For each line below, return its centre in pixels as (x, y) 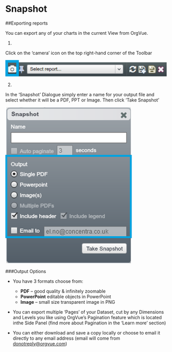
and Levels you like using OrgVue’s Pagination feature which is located (87, 317)
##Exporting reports (27, 23)
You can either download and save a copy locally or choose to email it (86, 333)
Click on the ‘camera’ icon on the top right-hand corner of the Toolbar (79, 53)
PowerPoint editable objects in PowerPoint (66, 296)
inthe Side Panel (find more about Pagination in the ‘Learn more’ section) (89, 323)
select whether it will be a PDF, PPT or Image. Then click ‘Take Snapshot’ (82, 100)
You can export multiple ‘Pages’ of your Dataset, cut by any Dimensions (88, 312)
